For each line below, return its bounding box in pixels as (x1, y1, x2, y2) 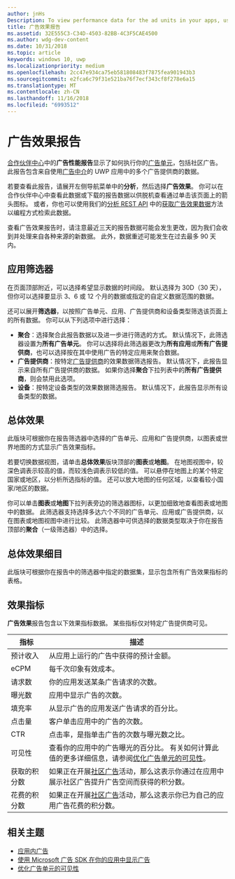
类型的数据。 (23, 392, 61, 400)
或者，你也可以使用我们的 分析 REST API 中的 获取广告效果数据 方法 (33, 199, 224, 207)
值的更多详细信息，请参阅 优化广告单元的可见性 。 (48, 754, 211, 763)
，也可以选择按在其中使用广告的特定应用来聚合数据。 (29, 348, 183, 356)
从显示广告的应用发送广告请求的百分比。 (48, 704, 183, 714)
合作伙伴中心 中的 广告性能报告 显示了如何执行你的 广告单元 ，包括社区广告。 (7, 158, 222, 167)
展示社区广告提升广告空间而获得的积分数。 (48, 777, 190, 787)
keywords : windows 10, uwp (7, 56, 86, 63)
